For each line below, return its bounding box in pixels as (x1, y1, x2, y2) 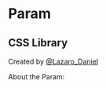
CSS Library (8, 36, 68, 49)
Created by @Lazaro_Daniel (8, 57, 99, 66)
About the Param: (8, 72, 65, 81)
